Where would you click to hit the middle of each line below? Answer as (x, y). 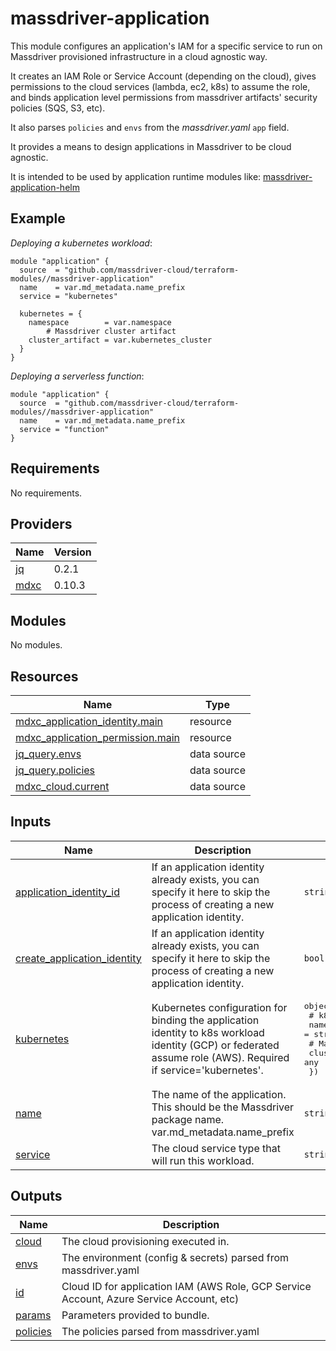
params (33, 1315)
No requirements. (46, 493)
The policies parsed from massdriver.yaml (160, 1331)
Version (72, 552)
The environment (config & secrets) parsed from (175, 1257)
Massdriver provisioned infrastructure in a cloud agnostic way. (139, 56)
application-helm (45, 187)
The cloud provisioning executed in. (145, 1241)
